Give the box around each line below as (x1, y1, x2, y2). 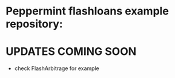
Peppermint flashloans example (5, 4, 169, 18)
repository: (5, 17, 63, 31)
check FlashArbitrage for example (14, 65, 99, 72)
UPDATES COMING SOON (5, 45, 137, 59)
